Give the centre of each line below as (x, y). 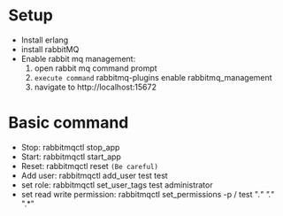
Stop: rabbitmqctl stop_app (70, 147)
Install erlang (45, 40)
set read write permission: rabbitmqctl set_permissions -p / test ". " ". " (148, 194)
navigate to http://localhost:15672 (95, 87)
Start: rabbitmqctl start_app (71, 157)
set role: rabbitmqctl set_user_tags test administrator (117, 185)
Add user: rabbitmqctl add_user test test (95, 175)
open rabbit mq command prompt (96, 68)
